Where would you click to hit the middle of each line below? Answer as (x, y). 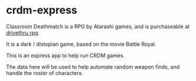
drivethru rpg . (23, 32)
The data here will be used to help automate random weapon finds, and (93, 67)
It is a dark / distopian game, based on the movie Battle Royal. (81, 44)
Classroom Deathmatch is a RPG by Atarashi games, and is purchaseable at (98, 26)
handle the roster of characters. (45, 73)
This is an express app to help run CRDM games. (66, 55)
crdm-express (42, 10)
